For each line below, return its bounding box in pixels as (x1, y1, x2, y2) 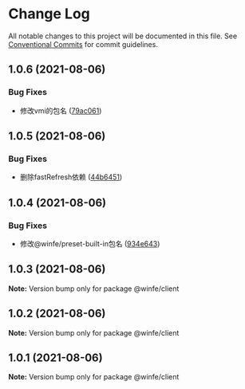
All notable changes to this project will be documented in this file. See (8, 31, 238, 41)
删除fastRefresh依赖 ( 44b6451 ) (19, 172, 123, 182)
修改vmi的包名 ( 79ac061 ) (19, 105, 102, 116)
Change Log (8, 5, 90, 23)
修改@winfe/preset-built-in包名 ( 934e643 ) (19, 239, 160, 248)
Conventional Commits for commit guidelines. (8, 39, 158, 49)
